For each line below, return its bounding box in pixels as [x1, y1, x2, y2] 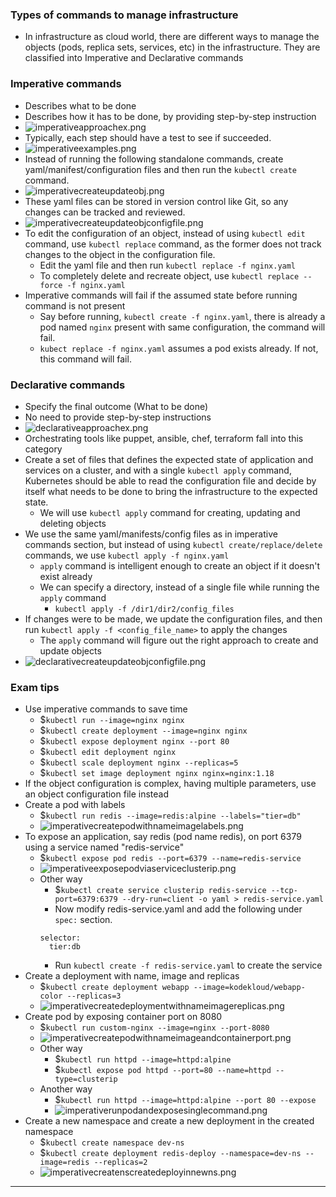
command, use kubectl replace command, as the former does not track [24, 238, 322, 250]
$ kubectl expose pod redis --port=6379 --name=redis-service [39, 852, 302, 864]
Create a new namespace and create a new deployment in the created [24, 1115, 315, 1127]
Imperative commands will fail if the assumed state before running [24, 289, 298, 301]
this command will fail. [39, 353, 132, 365]
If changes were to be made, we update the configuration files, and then [24, 613, 323, 625]
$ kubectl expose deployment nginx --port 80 [39, 735, 230, 747]
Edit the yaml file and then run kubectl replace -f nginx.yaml [39, 259, 297, 271]
